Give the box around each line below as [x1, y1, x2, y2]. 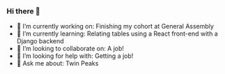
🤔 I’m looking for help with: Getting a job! [16, 52, 134, 60]
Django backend [16, 37, 64, 45]
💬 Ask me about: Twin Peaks [16, 59, 99, 68]
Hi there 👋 [6, 6, 41, 16]
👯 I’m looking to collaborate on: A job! [16, 45, 125, 53]
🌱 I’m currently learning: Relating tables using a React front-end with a [16, 29, 219, 38]
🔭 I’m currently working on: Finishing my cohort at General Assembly [16, 22, 214, 31]
